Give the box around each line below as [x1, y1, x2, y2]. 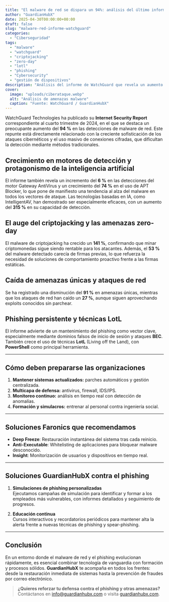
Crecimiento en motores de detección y [5, 156, 132, 165]
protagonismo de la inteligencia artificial [5, 164, 135, 173]
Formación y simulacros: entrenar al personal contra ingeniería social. [12, 404, 159, 410]
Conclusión [5, 541, 42, 550]
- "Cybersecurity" [10, 73, 49, 78]
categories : [5, 31, 30, 36]
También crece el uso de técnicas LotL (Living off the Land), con [5, 339, 139, 345]
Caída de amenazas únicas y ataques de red [5, 276, 146, 285]
